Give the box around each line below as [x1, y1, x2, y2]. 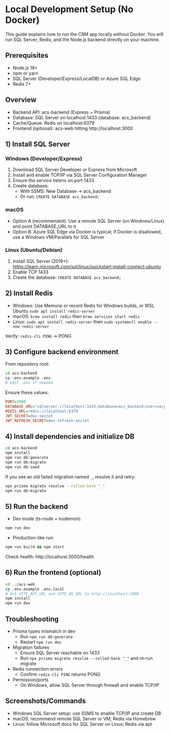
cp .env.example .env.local [5, 586, 65, 591]
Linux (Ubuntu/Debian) [5, 247, 63, 254]
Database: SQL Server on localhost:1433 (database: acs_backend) [12, 114, 151, 120]
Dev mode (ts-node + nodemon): [12, 516, 82, 522]
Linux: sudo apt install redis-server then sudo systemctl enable [12, 319, 152, 325]
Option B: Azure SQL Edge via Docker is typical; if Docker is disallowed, [12, 228, 162, 234]
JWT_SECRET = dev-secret [5, 413, 53, 419]
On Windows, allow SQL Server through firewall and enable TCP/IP [20, 682, 159, 688]
